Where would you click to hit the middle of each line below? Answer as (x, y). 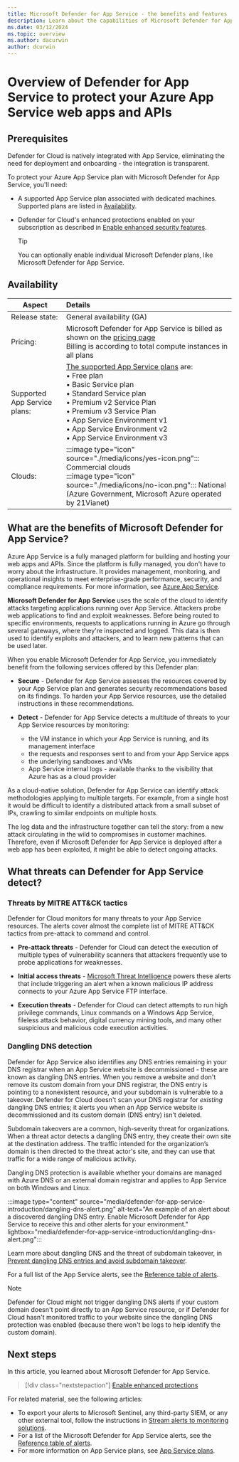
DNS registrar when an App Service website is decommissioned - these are (118, 1069)
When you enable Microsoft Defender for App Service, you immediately (112, 660)
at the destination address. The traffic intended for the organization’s (108, 1143)
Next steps (32, 1355)
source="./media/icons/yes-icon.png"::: (133, 458)
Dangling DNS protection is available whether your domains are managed (115, 1172)
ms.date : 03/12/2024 (38, 27)
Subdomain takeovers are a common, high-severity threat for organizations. (118, 1128)
